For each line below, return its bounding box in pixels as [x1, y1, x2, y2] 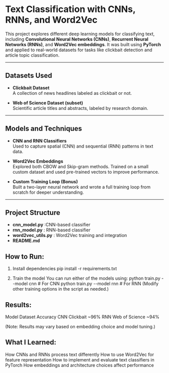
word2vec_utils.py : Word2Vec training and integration [12, 232, 127, 238]
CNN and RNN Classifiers [12, 138, 67, 144]
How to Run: [5, 252, 44, 261]
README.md [12, 237, 40, 244]
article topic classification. [5, 52, 60, 58]
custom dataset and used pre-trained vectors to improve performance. [12, 169, 159, 175]
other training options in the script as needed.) [12, 286, 109, 292]
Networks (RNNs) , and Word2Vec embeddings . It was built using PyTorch [5, 41, 161, 47]
